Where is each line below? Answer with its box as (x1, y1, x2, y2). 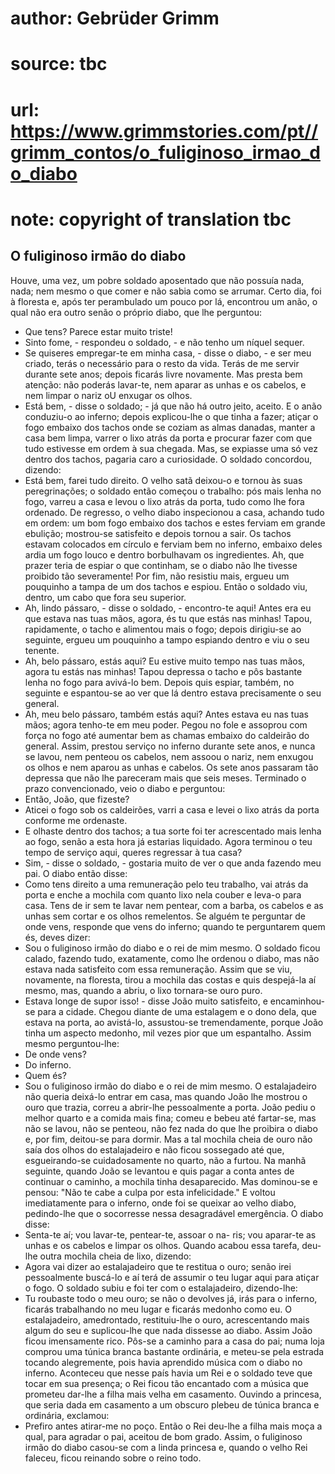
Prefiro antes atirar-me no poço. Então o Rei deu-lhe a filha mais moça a (24, 1420, 323, 1432)
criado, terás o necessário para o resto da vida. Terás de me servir (24, 357, 300, 369)
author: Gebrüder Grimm (10, 7, 220, 30)
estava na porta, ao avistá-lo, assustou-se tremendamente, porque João (24, 1016, 324, 1028)
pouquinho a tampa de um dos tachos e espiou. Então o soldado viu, (24, 580, 308, 592)
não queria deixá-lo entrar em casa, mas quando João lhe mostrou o (24, 1090, 308, 1102)
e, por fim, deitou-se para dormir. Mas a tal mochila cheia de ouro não (24, 1133, 313, 1145)
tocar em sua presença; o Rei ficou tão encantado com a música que (24, 1377, 309, 1389)
